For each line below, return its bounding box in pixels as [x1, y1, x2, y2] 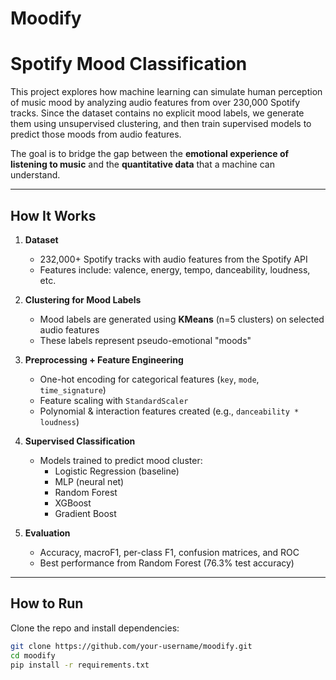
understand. [10, 169, 61, 181]
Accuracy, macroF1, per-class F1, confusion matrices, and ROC [39, 546, 300, 558]
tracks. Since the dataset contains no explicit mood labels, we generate [10, 107, 305, 119]
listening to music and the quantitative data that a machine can [10, 158, 275, 171]
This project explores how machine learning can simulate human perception [10, 86, 323, 98]
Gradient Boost [54, 507, 117, 519]
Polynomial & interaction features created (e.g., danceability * [39, 405, 300, 417]
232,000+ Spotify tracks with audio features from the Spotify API [39, 253, 308, 265]
